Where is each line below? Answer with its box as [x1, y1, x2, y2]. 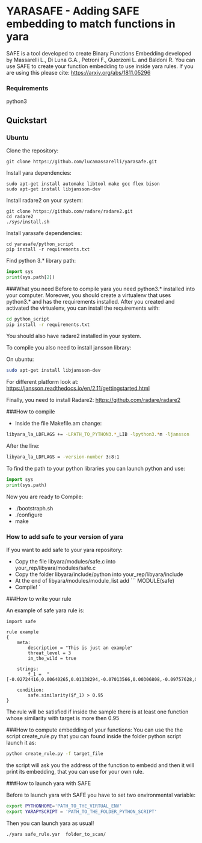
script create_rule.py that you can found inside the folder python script [6, 733, 182, 740]
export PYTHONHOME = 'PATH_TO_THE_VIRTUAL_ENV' [6, 803, 122, 809]
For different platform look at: [6, 378, 79, 386]
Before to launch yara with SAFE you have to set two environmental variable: [6, 791, 196, 798]
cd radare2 [6, 213, 34, 219]
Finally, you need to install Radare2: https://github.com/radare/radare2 [6, 396, 181, 404]
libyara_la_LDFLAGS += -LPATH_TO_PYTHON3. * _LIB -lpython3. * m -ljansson [6, 431, 189, 437]
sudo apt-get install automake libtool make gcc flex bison [6, 181, 161, 187]
